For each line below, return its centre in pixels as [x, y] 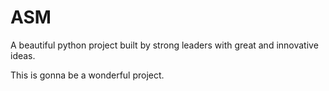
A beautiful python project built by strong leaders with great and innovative [164, 45]
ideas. [23, 55]
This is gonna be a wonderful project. [87, 75]
